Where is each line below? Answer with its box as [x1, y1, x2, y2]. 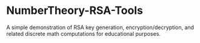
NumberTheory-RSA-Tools [6, 4, 144, 18]
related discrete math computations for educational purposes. [6, 30, 161, 37]
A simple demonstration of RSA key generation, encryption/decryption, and [6, 24, 195, 31]
